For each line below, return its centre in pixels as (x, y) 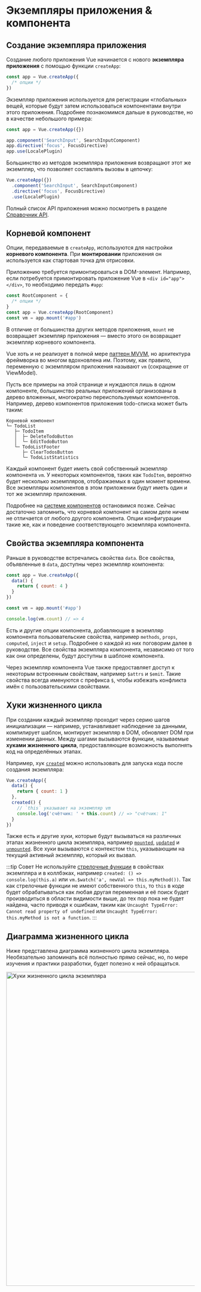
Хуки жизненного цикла (54, 706)
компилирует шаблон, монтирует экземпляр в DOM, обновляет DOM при (100, 732)
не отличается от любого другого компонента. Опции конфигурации (94, 518)
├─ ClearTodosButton (48, 452)
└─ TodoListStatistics (50, 457)
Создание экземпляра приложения (76, 45)
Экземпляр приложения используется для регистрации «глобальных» (97, 99)
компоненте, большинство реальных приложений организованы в (91, 391)
